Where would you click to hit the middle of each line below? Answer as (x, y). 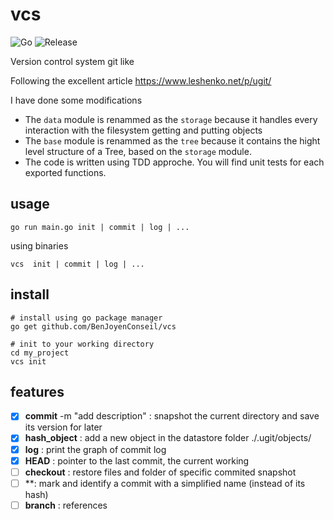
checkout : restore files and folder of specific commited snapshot (160, 472)
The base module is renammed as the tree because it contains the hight (172, 140)
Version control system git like (72, 61)
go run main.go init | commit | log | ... (100, 227)
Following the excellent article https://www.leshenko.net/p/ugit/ (141, 80)
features (37, 391)
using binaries (39, 245)
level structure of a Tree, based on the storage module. (138, 151)
